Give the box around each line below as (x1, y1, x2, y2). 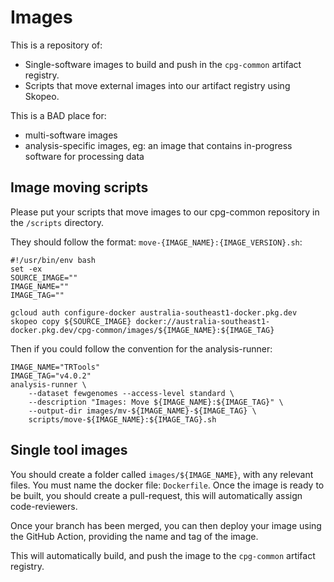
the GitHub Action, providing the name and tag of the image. (10, 530, 259, 542)
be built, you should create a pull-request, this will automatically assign (10, 489, 303, 501)
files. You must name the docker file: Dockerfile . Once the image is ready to (10, 479, 325, 491)
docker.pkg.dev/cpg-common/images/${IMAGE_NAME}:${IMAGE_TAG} (10, 325, 275, 335)
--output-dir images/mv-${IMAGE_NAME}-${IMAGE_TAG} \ (28, 406, 257, 416)
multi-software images (24, 129, 118, 141)
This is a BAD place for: (10, 109, 107, 121)
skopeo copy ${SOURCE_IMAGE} (10, 316, 132, 326)
